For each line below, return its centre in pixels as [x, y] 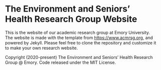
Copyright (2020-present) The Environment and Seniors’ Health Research [79, 57]
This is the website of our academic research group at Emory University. [78, 32]
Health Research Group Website [71, 19]
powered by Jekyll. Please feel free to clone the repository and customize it [81, 42]
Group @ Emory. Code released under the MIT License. [61, 62]
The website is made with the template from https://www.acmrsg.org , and [79, 38]
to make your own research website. [42, 48]
